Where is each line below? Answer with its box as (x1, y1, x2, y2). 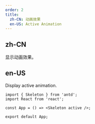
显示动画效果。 (5, 54, 36, 60)
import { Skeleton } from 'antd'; (5, 92, 78, 97)
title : (5, 12, 19, 17)
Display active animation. (5, 82, 57, 88)
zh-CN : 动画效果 (10, 17, 41, 22)
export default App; (5, 114, 49, 119)
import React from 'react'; (5, 96, 64, 101)
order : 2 (5, 7, 24, 13)
